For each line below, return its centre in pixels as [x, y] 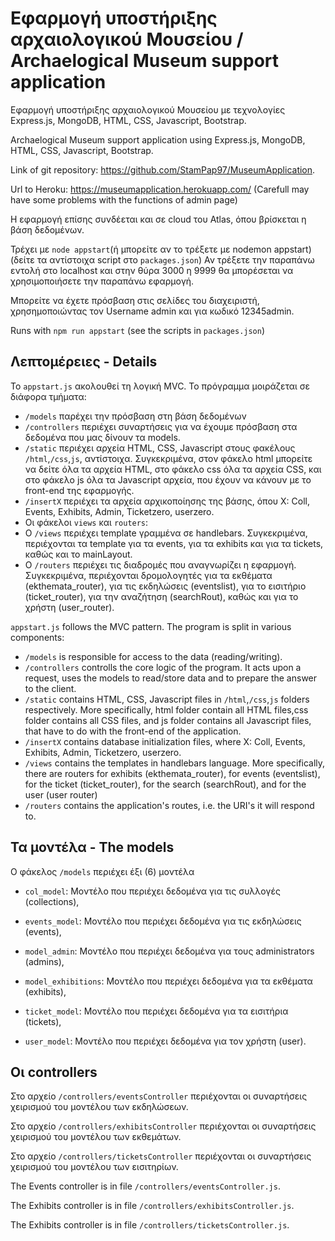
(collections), [52, 901]
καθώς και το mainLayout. [78, 554]
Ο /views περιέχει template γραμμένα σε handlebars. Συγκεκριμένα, [166, 533]
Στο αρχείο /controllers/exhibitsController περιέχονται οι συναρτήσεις [163, 1126]
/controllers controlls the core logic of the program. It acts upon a [163, 667]
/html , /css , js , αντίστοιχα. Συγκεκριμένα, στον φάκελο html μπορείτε [168, 458]
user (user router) [61, 794]
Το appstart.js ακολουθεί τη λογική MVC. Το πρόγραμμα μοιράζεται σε [160, 386]
